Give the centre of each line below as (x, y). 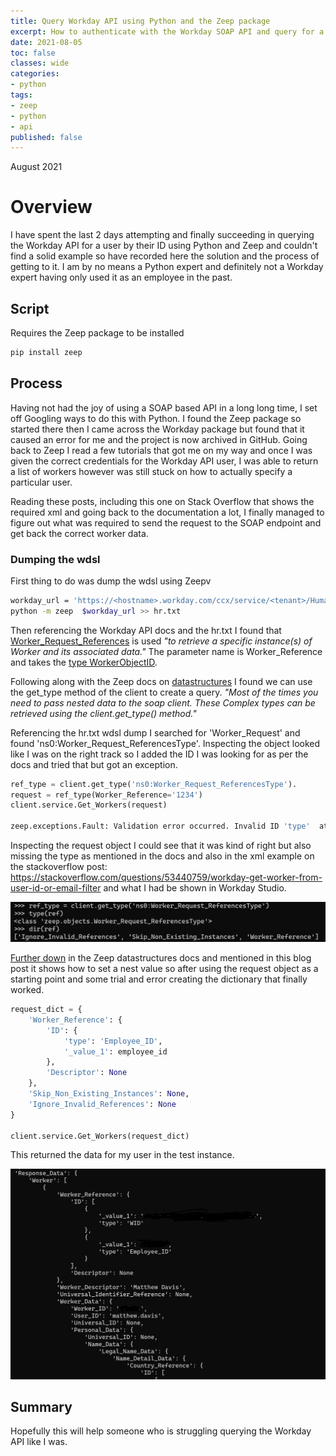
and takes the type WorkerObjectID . (84, 662)
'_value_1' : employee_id (115, 1051)
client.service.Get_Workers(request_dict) (100, 1136)
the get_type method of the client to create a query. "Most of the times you (164, 692)
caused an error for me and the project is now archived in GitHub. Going (159, 439)
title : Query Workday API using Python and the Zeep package (140, 21)
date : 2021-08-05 (46, 42)
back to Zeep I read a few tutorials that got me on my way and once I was (161, 450)
